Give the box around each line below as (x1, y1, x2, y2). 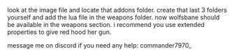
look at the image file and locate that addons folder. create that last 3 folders (7, 6, 227, 14)
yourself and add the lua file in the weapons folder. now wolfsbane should (7, 13, 220, 21)
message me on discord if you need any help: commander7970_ (7, 41, 192, 49)
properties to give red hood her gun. (7, 28, 112, 36)
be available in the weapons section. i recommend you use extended (7, 21, 205, 28)
